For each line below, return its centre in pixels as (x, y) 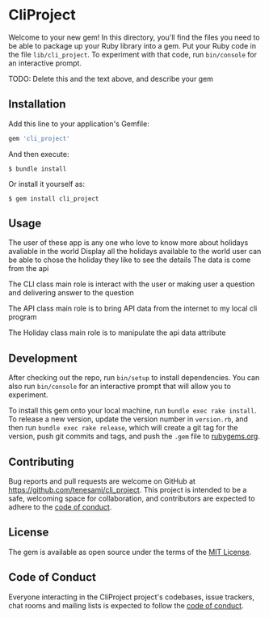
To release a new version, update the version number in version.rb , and (128, 419)
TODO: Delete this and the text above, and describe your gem (111, 78)
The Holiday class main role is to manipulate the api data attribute (117, 332)
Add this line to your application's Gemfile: (79, 124)
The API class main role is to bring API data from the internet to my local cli (133, 308)
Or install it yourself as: (46, 184)
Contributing (41, 461)
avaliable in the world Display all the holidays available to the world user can (135, 252)
